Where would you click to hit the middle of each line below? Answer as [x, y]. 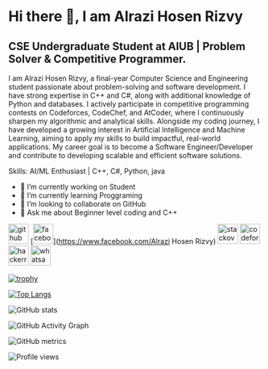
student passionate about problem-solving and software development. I [127, 87]
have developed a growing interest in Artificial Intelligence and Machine [127, 130]
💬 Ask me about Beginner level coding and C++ [99, 212]
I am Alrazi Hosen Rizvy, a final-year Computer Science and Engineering [128, 78]
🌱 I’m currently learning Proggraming [81, 195]
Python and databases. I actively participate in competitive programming [129, 104]
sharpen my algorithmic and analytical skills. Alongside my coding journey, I [134, 121]
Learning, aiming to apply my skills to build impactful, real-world [115, 138]
